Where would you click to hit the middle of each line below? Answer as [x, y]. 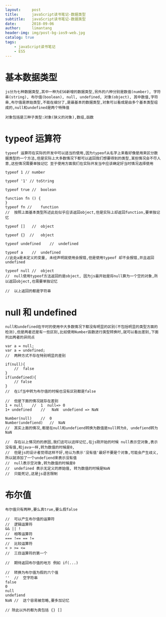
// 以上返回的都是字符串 [28, 291]
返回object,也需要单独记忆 [33, 281]
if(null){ [15, 364]
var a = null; [20, 346]
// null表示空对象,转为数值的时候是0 [40, 463]
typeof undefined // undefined [42, 244]
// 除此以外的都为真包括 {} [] [34, 610]
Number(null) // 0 [28, 419]
